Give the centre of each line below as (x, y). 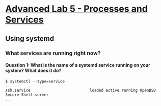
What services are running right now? (53, 53)
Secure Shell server (27, 95)
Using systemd (30, 38)
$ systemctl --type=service (35, 81)
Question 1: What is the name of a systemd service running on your (78, 65)
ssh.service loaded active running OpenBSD (81, 90)
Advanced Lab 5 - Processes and (76, 9)
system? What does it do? (33, 71)
